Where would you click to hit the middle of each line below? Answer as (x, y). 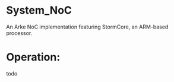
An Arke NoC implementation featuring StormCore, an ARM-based (87, 27)
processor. (19, 33)
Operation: (33, 57)
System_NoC (39, 10)
